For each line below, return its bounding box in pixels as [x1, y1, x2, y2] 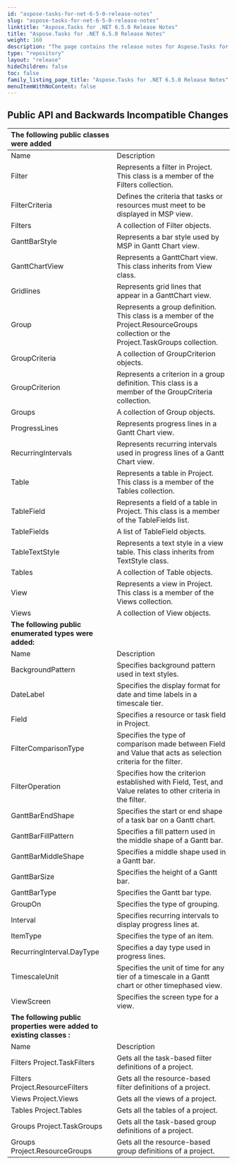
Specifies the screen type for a [116, 992, 219, 1002]
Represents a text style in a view [116, 539, 224, 549]
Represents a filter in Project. [116, 162, 213, 172]
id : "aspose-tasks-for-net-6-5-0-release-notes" [7, 10, 153, 18]
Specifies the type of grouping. [116, 900, 220, 909]
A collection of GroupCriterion [116, 349, 217, 359]
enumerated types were [11, 629, 94, 638]
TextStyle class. [116, 556, 169, 566]
